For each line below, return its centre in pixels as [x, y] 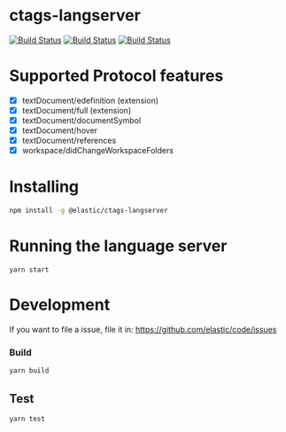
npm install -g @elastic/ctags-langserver [89, 211]
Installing [44, 187]
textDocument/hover [60, 130]
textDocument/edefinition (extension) [90, 100]
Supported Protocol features [116, 76]
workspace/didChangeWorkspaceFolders [98, 151]
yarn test [27, 419]
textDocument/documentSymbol [81, 120]
